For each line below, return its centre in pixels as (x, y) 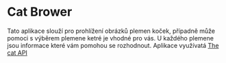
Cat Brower (40, 12)
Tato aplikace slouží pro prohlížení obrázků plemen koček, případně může (111, 31)
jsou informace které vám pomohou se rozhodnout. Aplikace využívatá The (113, 45)
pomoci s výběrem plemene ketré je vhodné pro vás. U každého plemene (111, 38)
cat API (17, 53)
